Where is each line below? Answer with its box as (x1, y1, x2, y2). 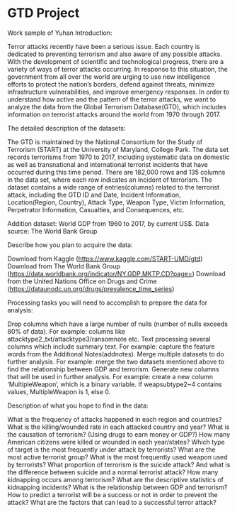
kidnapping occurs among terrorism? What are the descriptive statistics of (7, 475, 224, 484)
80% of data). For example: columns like (7, 327, 125, 335)
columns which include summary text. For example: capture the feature (7, 342, 215, 351)
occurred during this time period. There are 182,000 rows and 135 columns (7, 168, 226, 176)
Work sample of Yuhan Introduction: (7, 28, 112, 37)
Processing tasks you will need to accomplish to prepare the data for (7, 298, 208, 307)
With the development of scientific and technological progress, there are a (7, 57, 224, 65)
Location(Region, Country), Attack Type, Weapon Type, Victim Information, (7, 197, 226, 207)
